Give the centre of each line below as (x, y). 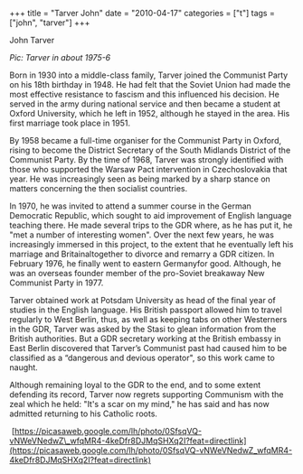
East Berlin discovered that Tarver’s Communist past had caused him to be (148, 348)
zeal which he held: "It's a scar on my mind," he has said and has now (139, 404)
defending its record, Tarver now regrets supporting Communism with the (147, 395)
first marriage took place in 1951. (70, 123)
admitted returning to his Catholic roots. (84, 414)
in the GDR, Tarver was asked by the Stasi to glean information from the (143, 329)
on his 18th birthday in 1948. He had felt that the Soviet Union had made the (150, 84)
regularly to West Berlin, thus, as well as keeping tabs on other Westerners (148, 319)
